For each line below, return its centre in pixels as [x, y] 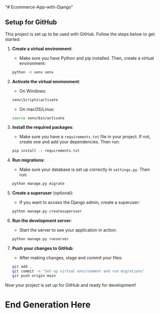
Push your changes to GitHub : [43, 248]
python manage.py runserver [40, 239]
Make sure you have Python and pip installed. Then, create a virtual [87, 58]
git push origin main [34, 276]
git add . [22, 267]
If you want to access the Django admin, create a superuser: [80, 203]
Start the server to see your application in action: [68, 230]
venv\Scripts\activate [35, 100]
